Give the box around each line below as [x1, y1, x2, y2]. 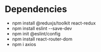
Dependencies [5, 3, 67, 15]
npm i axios [12, 41, 36, 47]
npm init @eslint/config [12, 30, 61, 36]
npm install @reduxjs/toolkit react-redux [12, 20, 96, 26]
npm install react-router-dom [12, 36, 73, 42]
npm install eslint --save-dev [12, 25, 72, 31]
